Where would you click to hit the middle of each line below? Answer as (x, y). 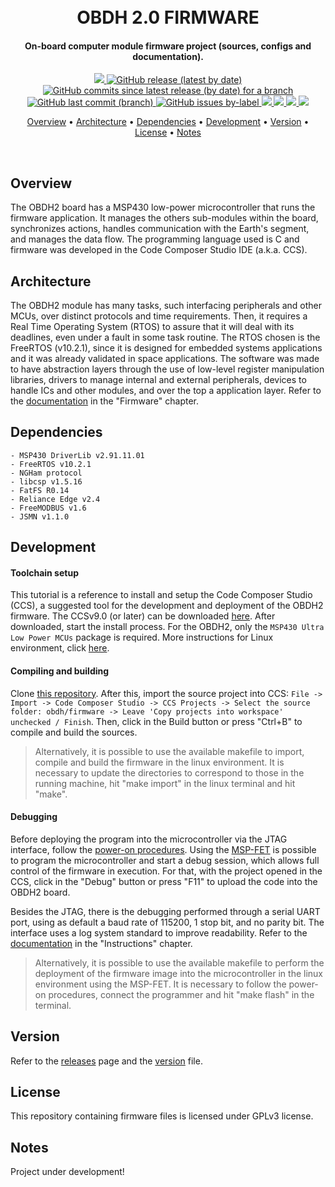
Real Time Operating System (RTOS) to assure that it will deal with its (152, 327)
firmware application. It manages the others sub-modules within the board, (164, 218)
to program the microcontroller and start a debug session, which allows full (165, 860)
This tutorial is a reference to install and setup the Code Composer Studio (161, 595)
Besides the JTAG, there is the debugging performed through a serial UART (165, 911)
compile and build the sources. (74, 732)
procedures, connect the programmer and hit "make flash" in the (181, 994)
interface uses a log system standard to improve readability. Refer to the (159, 932)
